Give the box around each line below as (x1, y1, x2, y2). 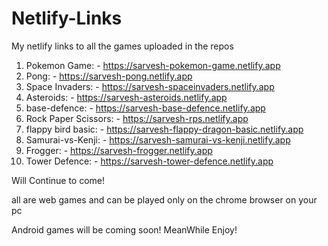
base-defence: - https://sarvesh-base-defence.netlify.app (25, 102, 266, 114)
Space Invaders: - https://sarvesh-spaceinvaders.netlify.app (25, 80, 275, 92)
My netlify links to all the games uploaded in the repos (11, 40, 234, 52)
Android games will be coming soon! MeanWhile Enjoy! (11, 223, 238, 236)
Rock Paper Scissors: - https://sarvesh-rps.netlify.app (25, 112, 249, 124)
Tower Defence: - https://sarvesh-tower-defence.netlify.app (25, 155, 274, 167)
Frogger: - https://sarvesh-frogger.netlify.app (25, 144, 213, 156)
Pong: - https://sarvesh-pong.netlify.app (25, 70, 193, 82)
